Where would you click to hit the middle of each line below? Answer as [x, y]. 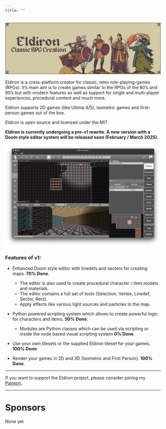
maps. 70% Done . [31, 274]
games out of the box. [43, 113]
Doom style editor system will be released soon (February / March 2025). [82, 137]
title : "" [15, 10]
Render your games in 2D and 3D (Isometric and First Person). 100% [82, 358]
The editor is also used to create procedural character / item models [89, 283]
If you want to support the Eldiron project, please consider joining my [75, 378]
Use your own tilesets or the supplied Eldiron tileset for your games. [81, 343]
